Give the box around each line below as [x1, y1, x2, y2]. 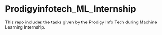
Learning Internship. [5, 24, 46, 30]
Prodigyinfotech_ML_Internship [5, 3, 136, 14]
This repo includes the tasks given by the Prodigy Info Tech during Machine [5, 19, 157, 25]
